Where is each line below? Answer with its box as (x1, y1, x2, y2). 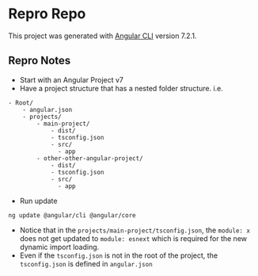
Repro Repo (8, 5, 86, 23)
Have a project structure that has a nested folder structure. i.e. (19, 83, 224, 93)
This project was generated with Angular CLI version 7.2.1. (8, 31, 197, 40)
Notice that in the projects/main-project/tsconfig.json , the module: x (19, 225, 251, 235)
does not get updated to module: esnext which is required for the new (19, 233, 248, 243)
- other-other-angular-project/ (36, 154, 144, 163)
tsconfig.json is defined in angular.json (19, 259, 153, 268)
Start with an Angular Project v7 (19, 75, 124, 84)
